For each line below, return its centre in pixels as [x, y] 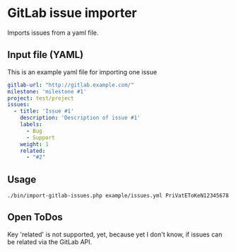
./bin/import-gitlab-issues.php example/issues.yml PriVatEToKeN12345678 [118, 196]
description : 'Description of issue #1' [80, 118]
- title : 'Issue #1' [44, 111]
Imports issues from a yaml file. [53, 33]
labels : [31, 125]
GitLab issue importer [72, 13]
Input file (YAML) [45, 55]
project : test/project [41, 98]
